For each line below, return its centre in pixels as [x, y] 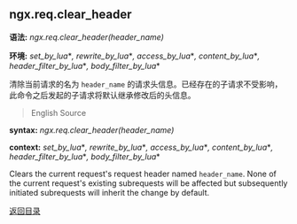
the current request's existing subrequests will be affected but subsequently [148, 183]
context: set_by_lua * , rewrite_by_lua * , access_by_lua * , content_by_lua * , [141, 147]
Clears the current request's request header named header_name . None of [143, 174]
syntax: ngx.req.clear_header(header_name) [92, 130]
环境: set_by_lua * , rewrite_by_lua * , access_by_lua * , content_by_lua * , [135, 56]
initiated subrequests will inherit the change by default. [109, 192]
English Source [59, 112]
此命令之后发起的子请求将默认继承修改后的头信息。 [102, 95]
